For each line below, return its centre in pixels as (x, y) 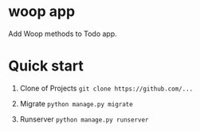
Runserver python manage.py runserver (84, 119)
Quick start (46, 66)
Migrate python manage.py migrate (76, 103)
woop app (42, 12)
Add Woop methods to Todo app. (63, 34)
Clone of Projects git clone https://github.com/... (106, 88)
